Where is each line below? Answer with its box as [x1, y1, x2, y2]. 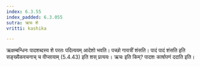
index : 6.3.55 [6, 8, 42, 15]
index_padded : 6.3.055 [6, 14, 63, 20]
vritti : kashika [6, 25, 47, 32]
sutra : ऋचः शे [6, 20, 39, 26]
